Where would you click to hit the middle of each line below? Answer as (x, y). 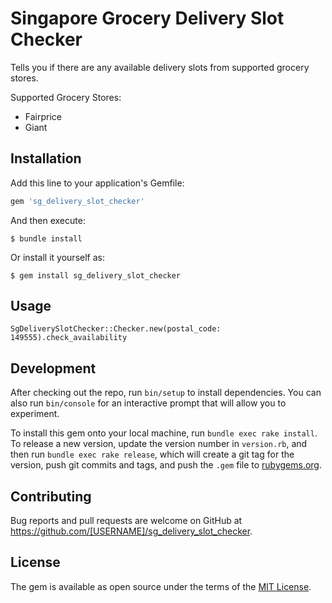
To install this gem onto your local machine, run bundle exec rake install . (164, 433)
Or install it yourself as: (57, 257)
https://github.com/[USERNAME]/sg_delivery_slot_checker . (131, 531)
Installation (46, 158)
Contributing (51, 496)
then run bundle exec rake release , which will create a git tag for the (152, 454)
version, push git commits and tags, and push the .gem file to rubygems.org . (166, 465)
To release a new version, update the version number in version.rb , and (159, 444)
